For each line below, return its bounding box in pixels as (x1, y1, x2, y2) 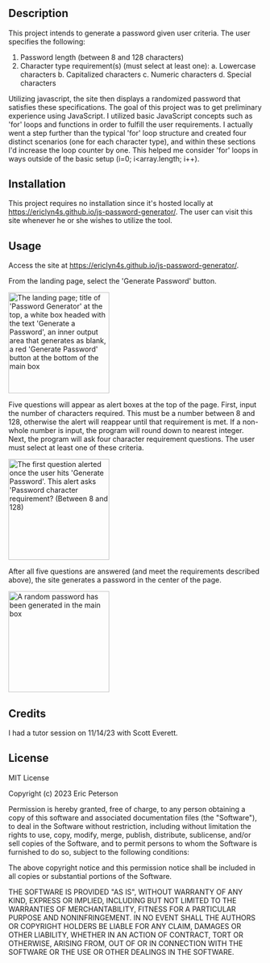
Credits (8, 706, 47, 721)
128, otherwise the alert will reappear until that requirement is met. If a (8, 417, 241, 427)
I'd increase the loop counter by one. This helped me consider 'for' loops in (8, 145, 259, 155)
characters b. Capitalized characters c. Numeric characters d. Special (19, 69, 252, 79)
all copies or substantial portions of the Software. (8, 871, 172, 881)
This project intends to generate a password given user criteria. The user (8, 27, 251, 38)
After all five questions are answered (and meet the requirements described (8, 566, 260, 576)
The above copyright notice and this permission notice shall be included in (8, 863, 255, 873)
